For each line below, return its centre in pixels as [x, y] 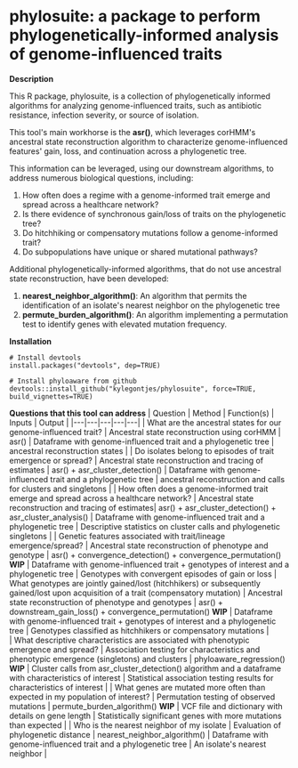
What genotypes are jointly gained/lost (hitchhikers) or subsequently [135, 583]
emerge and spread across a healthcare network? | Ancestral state [132, 498]
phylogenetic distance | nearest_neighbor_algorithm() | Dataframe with [139, 734]
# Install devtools [45, 358]
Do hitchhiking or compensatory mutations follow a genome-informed [150, 232]
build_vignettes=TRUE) [51, 396]
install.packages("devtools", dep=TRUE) [85, 365]
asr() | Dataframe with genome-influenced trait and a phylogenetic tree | [142, 441]
